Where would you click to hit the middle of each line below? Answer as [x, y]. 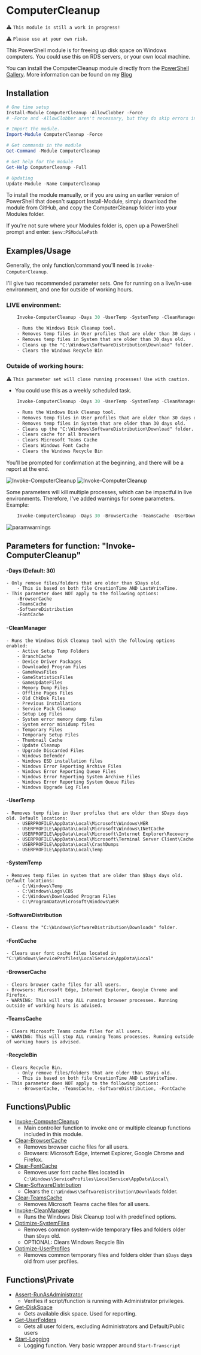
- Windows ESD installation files [60, 761]
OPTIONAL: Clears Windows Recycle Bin [74, 1242]
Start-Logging [32, 1339]
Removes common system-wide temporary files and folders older [105, 1229]
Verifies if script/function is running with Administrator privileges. [104, 1301]
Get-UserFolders [36, 1320]
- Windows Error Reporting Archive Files [69, 766]
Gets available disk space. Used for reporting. [80, 1313]
